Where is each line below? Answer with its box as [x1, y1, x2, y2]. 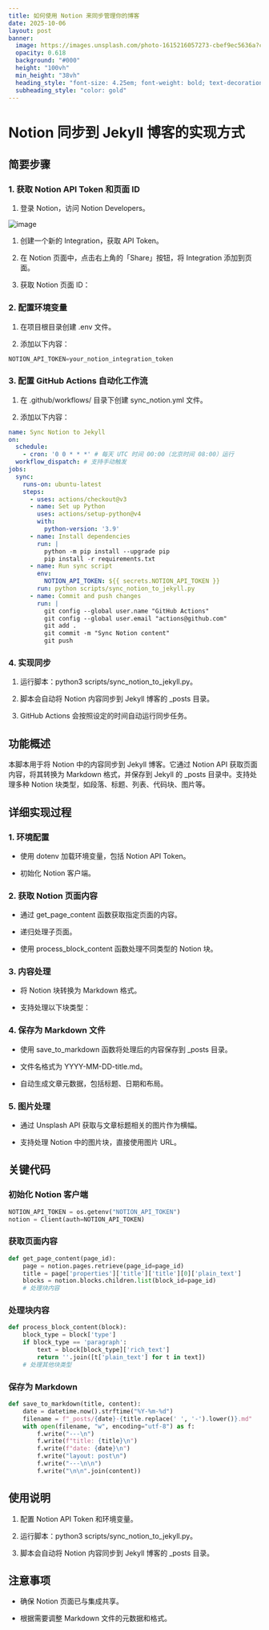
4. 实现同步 [8, 657, 51, 669]
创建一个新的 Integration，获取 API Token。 [19, 236, 164, 245]
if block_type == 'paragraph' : [22, 1338, 127, 1347]
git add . [43, 622, 78, 630]
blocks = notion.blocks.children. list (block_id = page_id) [22, 1276, 217, 1285]
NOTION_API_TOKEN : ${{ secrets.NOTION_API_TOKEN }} [43, 577, 220, 585]
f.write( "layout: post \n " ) [37, 1452, 127, 1460]
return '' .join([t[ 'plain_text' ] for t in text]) [37, 1353, 206, 1361]
